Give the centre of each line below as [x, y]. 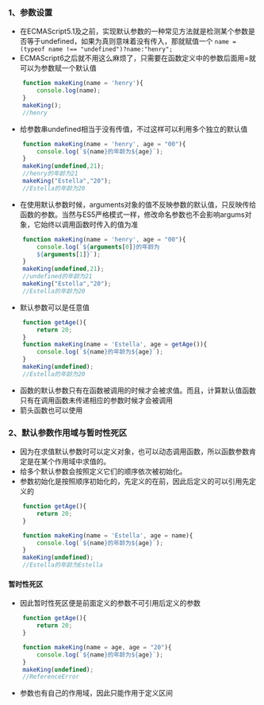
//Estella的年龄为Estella [63, 565]
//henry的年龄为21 [50, 174]
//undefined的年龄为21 [57, 277]
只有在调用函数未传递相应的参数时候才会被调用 [96, 400]
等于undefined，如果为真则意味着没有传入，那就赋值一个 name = [131, 41]
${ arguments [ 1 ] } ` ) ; [69, 254]
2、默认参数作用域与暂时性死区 [68, 432]
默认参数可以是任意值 [54, 307]
